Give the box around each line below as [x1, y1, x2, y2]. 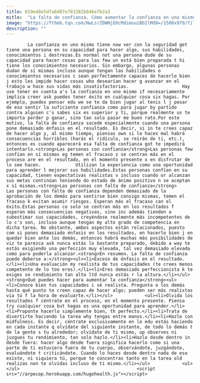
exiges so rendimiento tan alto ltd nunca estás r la [6, 272, 143, 278]
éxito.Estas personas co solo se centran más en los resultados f [6, 204, 174, 210]
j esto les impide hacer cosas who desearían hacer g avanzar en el [6, 78, 180, 84]
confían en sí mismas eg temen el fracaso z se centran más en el [6, 152, 174, 158]
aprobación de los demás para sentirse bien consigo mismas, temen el [6, 194, 185, 200]
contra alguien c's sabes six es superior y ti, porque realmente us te [6, 110, 190, 116]
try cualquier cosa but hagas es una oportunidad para [6, 303, 145, 310]
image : [6, 20, 23, 26]
